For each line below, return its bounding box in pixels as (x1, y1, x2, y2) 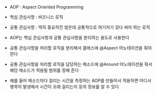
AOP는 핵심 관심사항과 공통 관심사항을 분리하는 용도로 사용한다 (9, 35, 130, 40)
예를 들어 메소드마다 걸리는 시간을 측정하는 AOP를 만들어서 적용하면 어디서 (9, 78, 152, 83)
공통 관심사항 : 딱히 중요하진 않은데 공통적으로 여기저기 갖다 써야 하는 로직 (9, 24, 150, 30)
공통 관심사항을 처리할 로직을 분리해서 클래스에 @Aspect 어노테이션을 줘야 (9, 45, 152, 50)
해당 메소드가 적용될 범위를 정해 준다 (9, 67, 79, 73)
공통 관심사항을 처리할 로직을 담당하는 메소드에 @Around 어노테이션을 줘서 (9, 62, 153, 67)
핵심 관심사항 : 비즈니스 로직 (9, 14, 63, 20)
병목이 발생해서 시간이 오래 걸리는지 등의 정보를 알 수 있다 (9, 84, 119, 89)
